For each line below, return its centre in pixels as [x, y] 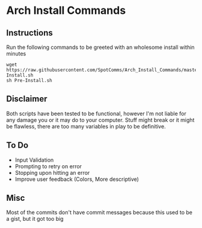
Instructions [29, 33]
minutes [16, 54]
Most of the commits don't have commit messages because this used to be [99, 212]
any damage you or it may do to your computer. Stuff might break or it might [100, 120]
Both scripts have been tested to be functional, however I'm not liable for [96, 113]
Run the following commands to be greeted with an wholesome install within [100, 47]
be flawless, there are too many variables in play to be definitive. [86, 126]
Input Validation [34, 160]
